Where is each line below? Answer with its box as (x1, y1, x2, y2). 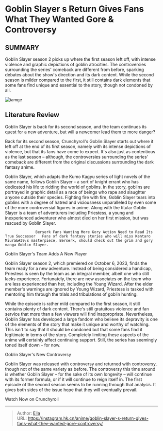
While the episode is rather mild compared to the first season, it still (5, 301, 140, 306)
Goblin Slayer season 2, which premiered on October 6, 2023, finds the (5, 260, 147, 266)
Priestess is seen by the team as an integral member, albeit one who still (5, 270, 149, 276)
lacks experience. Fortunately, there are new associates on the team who (5, 276, 151, 282)
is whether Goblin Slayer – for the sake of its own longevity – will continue (5, 371, 152, 377)
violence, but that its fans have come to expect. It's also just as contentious (5, 148, 156, 154)
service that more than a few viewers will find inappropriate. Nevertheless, (5, 311, 154, 317)
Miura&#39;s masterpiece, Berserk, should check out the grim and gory (5, 238, 153, 243)
